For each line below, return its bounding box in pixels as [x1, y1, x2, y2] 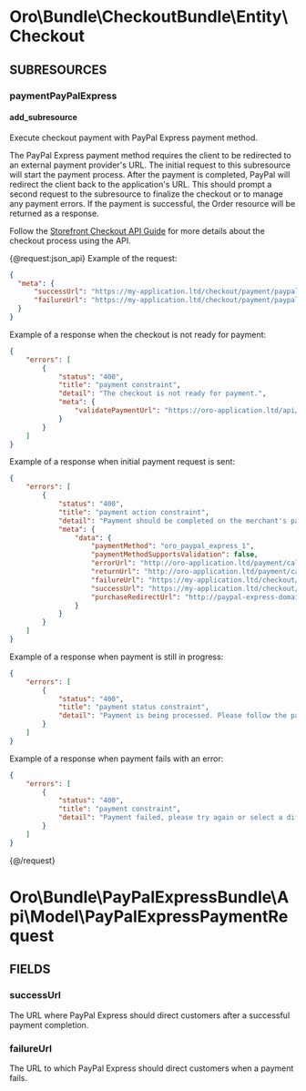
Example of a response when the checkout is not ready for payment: [9, 329, 267, 340]
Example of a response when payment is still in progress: [9, 651, 224, 662]
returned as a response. [9, 208, 99, 219]
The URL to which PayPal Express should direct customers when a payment [9, 1063, 294, 1074]
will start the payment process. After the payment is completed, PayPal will [9, 168, 291, 179]
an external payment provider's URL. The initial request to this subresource [9, 159, 291, 170]
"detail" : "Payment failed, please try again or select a [57, 813, 283, 822]
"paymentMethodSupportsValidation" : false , [90, 550, 259, 559]
